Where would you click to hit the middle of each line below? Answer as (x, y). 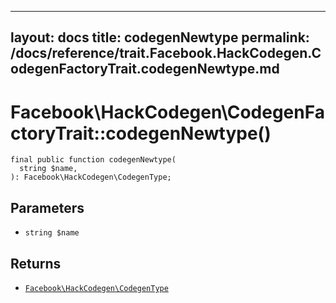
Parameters (47, 207)
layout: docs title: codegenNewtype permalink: (160, 37)
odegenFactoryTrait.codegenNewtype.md (145, 69)
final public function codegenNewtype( (93, 160)
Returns (36, 263)
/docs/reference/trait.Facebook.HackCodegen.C (166, 53)
